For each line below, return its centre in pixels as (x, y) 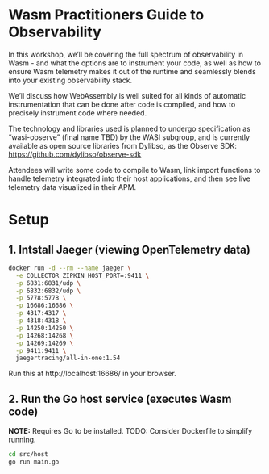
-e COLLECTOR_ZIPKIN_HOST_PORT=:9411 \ (83, 275)
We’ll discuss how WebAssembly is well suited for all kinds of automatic (127, 95)
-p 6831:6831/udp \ (48, 283)
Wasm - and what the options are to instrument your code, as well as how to (135, 63)
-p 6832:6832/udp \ (48, 291)
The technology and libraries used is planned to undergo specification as (130, 128)
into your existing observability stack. (70, 80)
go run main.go (34, 462)
